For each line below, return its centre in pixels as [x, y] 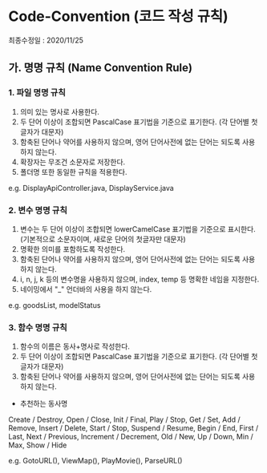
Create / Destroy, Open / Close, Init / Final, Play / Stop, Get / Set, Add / [124, 420]
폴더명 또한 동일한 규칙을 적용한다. [73, 172]
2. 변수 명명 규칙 [38, 210]
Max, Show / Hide [38, 445]
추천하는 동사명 [44, 404]
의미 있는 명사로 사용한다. [60, 111]
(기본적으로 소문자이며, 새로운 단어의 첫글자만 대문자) [103, 239]
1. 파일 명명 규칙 [37, 93]
